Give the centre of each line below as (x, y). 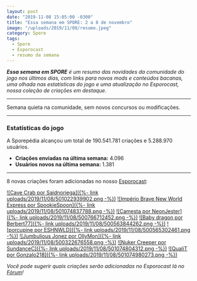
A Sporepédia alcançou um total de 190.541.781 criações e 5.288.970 (90, 140)
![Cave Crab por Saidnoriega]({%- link (53, 192)
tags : (13, 39)
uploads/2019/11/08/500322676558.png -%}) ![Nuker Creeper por (87, 242)
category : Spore (26, 33)
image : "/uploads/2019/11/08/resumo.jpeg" (59, 28)
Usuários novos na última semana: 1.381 (65, 164)
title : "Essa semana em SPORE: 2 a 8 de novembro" (70, 22)
